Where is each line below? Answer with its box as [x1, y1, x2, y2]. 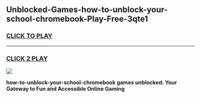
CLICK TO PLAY [6, 32, 53, 40]
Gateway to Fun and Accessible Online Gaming [6, 85, 125, 92]
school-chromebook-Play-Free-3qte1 [6, 14, 148, 24]
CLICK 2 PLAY [6, 54, 48, 62]
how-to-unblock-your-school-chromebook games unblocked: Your [6, 78, 178, 86]
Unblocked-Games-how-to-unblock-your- [6, 5, 168, 15]
